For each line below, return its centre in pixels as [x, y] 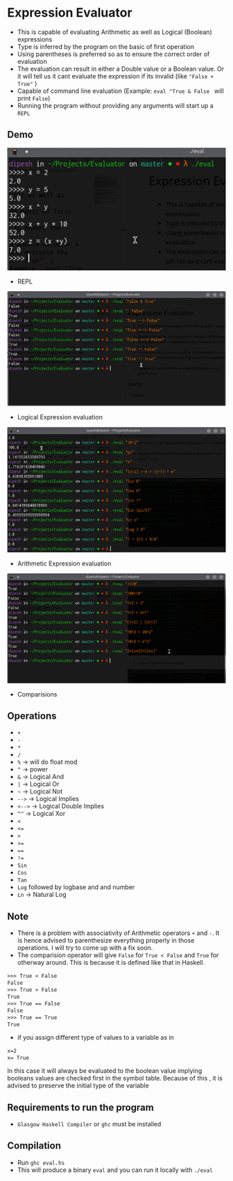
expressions [35, 39]
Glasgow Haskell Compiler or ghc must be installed [89, 1124]
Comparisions [37, 694]
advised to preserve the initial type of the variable [78, 1085]
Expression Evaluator [70, 13]
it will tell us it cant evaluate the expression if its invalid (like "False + [115, 76]
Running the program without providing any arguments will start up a [115, 105]
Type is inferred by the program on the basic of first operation [106, 46]
